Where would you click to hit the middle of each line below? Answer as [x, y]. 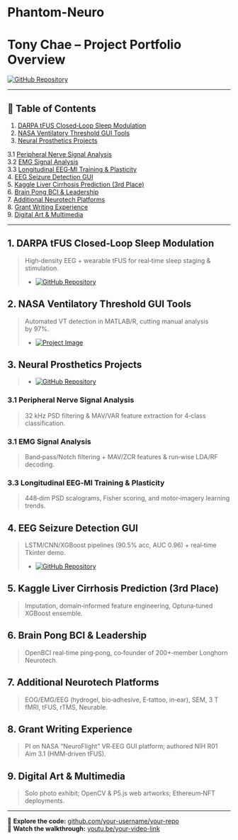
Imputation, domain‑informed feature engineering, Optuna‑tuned [119, 605]
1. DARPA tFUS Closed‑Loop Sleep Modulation [111, 243]
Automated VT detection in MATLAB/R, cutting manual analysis [117, 321]
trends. [35, 506]
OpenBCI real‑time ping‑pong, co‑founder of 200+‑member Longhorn [126, 652]
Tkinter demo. [45, 553]
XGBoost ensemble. [53, 613]
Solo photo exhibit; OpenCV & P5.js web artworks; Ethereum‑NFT [120, 793]
